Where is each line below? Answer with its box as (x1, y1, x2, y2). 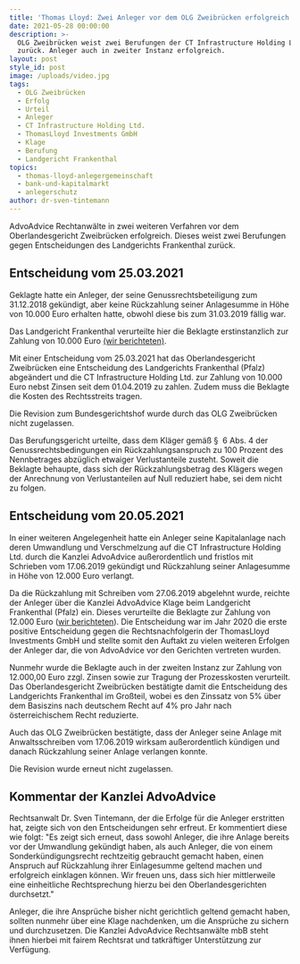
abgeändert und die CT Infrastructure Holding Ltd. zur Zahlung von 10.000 (9, 371, 283, 382)
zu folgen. (9, 482, 46, 493)
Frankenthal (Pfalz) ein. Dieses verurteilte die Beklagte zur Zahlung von (9, 606, 271, 618)
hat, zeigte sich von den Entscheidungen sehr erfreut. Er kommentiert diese (9, 823, 287, 833)
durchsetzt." (9, 889, 55, 900)
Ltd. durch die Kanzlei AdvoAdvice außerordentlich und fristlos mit (9, 551, 254, 562)
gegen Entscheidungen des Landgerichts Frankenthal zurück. (9, 239, 236, 251)
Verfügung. (9, 944, 51, 955)
